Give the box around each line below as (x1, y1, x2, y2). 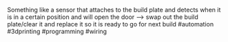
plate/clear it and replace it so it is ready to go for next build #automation (7, 20, 214, 28)
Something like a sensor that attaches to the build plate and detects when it (7, 6, 221, 14)
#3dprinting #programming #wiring (7, 27, 107, 35)
